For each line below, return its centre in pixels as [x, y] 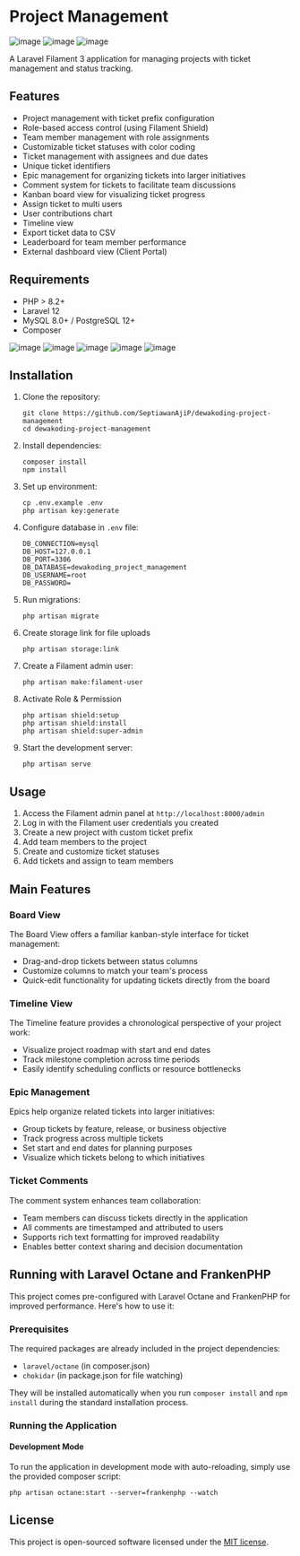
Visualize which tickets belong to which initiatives [113, 1158]
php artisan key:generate [70, 511]
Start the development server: [77, 748]
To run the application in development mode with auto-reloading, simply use [150, 1467]
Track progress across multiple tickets [93, 1139]
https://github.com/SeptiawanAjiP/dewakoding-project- [167, 413]
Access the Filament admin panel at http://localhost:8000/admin [143, 813]
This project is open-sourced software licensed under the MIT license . [139, 1542]
